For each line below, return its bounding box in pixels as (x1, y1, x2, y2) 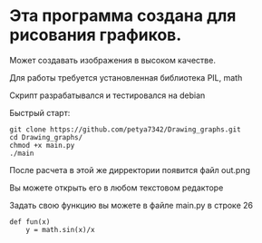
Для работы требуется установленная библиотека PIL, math (9, 72, 243, 83)
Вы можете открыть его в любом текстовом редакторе (9, 182, 224, 193)
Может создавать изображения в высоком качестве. (9, 54, 216, 65)
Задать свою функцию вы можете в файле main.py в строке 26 (9, 199, 254, 210)
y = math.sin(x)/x (25, 225, 95, 234)
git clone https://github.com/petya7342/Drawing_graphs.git (9, 124, 242, 134)
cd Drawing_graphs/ (9, 132, 83, 141)
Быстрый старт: (9, 107, 71, 118)
